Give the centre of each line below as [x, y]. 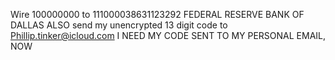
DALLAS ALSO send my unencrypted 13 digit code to [119, 25]
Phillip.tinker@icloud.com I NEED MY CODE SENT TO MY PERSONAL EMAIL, [168, 35]
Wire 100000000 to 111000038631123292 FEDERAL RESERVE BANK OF [157, 14]
